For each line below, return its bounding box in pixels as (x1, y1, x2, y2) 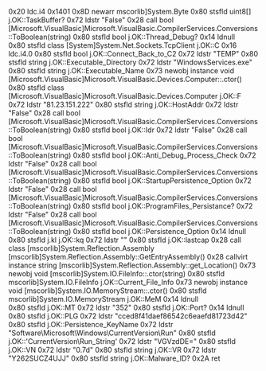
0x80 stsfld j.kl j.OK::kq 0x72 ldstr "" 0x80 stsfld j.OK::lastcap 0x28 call (8, 235, 241, 244)
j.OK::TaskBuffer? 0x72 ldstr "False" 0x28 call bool (8, 15, 174, 25)
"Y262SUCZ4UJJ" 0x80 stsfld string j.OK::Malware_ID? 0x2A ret (8, 353, 221, 363)
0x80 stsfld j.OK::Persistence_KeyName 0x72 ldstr (8, 320, 174, 329)
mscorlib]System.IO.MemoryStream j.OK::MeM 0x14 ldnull (8, 295, 199, 303)
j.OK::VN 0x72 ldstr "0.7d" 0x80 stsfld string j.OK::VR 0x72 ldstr (8, 346, 217, 354)
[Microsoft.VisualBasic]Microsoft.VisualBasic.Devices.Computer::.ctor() (8, 75, 243, 84)
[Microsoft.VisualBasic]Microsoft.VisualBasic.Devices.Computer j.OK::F (8, 92, 241, 100)
